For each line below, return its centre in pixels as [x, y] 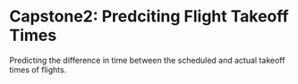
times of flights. [38, 70]
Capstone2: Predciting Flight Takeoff [149, 17]
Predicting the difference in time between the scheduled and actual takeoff [147, 60]
